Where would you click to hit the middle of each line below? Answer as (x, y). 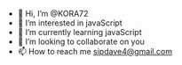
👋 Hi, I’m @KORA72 (53, 14)
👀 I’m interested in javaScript (70, 23)
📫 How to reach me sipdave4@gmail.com (95, 51)
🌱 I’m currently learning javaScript (79, 32)
